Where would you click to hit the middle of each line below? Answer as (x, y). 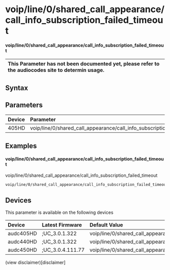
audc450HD (22, 250)
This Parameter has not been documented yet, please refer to (84, 64)
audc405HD (22, 233)
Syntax (17, 88)
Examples (21, 146)
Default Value (106, 225)
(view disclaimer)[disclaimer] (35, 262)
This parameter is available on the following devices (59, 212)
